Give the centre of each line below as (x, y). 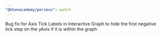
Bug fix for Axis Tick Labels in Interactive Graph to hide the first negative (81, 24)
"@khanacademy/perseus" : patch (38, 10)
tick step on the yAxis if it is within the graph (51, 29)
